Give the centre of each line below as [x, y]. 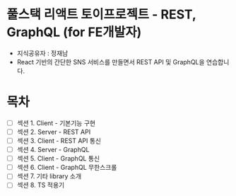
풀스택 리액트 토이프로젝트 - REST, [101, 15]
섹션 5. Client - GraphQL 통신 [58, 158]
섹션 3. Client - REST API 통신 [59, 141]
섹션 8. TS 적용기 [41, 185]
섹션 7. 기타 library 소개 [49, 176]
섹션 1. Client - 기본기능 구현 [56, 123]
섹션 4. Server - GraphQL [53, 150]
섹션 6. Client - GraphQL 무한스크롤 [67, 168]
